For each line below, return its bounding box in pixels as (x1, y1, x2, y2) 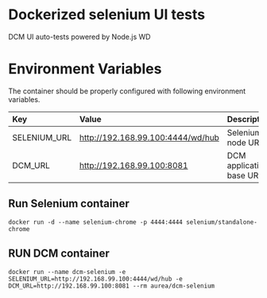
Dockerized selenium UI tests (8, 6, 206, 24)
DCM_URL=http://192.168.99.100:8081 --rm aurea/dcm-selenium (8, 281, 215, 290)
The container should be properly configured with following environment (8, 86, 246, 96)
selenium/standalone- (185, 218, 258, 226)
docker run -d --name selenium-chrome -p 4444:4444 (8, 218, 183, 226)
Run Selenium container (8, 197, 130, 210)
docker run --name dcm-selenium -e (8, 268, 126, 276)
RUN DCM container (8, 247, 110, 261)
